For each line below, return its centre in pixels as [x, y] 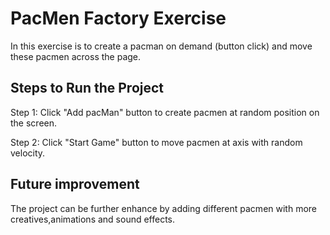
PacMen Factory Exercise [118, 18]
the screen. [34, 123]
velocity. [28, 153]
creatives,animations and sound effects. [93, 219]
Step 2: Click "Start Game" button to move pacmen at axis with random [156, 142]
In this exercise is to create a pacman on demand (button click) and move [161, 46]
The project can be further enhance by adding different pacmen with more [164, 208]
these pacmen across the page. [76, 56]
